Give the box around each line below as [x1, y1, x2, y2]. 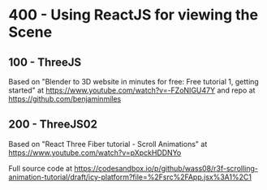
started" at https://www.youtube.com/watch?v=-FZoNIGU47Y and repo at [8, 85, 256, 95]
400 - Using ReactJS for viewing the [8, 6, 258, 24]
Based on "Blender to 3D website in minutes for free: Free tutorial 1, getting [8, 77, 260, 86]
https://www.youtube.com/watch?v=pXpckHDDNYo [8, 148, 182, 158]
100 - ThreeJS [8, 55, 82, 69]
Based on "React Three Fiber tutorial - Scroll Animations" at [8, 139, 208, 149]
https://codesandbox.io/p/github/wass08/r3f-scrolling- [74, 163, 258, 173]
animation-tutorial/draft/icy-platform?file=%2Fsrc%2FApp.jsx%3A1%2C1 [8, 172, 252, 182]
